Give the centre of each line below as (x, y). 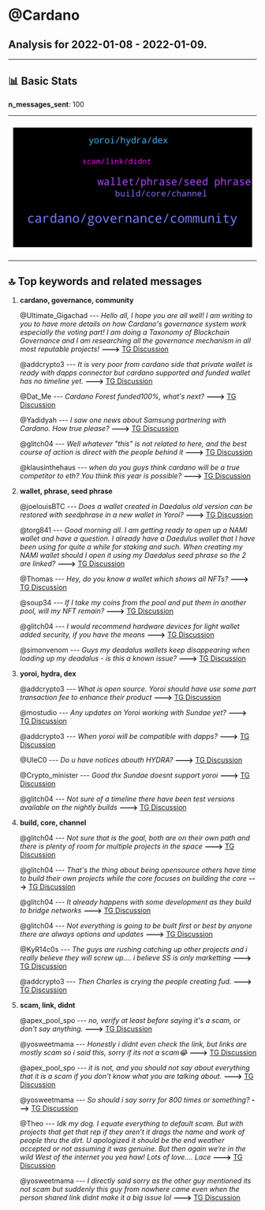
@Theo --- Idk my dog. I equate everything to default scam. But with (131, 1124)
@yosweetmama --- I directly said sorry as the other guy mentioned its (135, 1181)
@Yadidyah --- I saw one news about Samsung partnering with (123, 420)
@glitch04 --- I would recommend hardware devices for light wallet (130, 627)
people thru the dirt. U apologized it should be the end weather (122, 1141)
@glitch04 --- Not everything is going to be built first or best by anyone (136, 926)
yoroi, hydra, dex (48, 674)
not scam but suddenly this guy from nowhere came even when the (129, 1189)
